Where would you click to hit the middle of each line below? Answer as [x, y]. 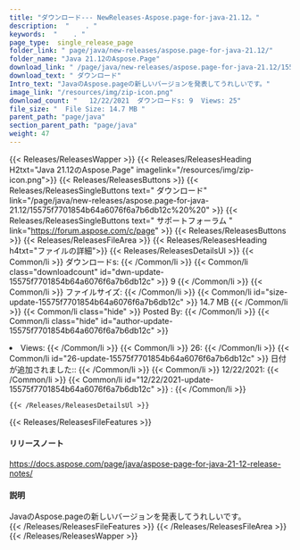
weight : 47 [29, 134]
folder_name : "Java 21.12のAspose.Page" [85, 59]
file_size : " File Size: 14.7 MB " [77, 109]
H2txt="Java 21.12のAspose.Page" [72, 170]
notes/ [21, 473]
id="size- [271, 292]
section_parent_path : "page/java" [74, 126]
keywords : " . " [48, 34]
